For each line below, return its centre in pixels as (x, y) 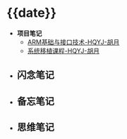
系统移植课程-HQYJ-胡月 (64, 51)
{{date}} (32, 13)
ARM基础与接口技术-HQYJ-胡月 (73, 42)
